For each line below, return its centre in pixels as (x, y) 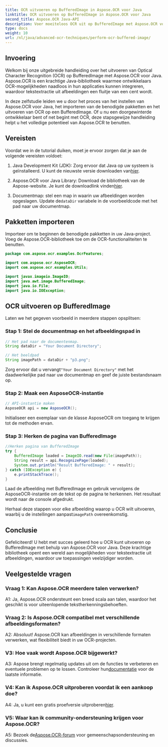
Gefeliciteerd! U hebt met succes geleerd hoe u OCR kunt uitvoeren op (78, 542)
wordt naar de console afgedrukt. (39, 499)
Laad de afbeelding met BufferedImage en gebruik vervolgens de (72, 489)
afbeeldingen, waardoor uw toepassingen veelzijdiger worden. (69, 558)
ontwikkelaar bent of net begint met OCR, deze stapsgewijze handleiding (80, 117)
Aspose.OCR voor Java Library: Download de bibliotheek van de (78, 180)
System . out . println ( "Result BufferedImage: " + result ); (75, 465)
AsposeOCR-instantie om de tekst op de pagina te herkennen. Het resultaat (83, 494)
